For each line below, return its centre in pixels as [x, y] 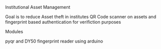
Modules [14, 31]
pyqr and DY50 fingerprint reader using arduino [54, 41]
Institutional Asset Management [38, 7]
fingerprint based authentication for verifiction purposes [63, 22]
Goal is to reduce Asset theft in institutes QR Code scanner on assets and [81, 17]
